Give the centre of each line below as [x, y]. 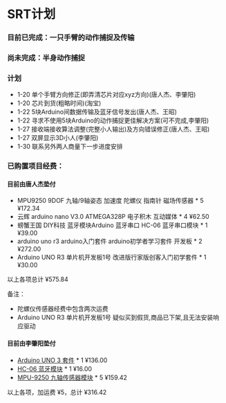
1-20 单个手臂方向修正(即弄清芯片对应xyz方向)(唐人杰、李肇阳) [106, 95]
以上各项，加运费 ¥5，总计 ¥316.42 [57, 392]
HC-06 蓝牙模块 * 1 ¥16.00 [54, 368]
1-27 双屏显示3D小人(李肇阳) [58, 138]
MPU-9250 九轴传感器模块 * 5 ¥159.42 [72, 377]
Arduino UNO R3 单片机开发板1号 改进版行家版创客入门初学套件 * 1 [112, 258]
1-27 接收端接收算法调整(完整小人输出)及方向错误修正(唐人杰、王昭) [113, 129]
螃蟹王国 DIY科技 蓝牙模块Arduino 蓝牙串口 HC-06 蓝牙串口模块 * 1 [112, 225]
